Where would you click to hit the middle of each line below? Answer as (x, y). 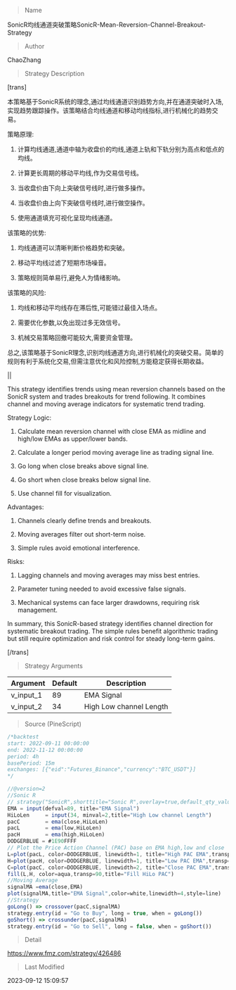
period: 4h (23, 756)
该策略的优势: (27, 233)
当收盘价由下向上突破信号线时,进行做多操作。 (83, 188)
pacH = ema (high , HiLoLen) (56, 835)
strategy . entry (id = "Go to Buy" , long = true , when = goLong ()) (105, 913)
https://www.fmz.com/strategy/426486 (64, 953)
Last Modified (44, 967)
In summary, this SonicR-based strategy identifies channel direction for (110, 624)
